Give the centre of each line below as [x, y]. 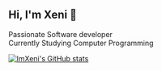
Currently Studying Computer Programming [81, 43]
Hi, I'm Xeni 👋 [43, 15]
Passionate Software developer [61, 34]
